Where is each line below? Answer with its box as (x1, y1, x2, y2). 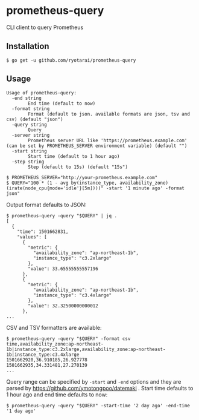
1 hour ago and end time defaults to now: (6, 391, 108, 398)
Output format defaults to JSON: (6, 201, 87, 208)
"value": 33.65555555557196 (28, 266, 98, 272)
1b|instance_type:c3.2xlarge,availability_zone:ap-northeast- (6, 346, 166, 352)
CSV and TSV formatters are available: (6, 324, 102, 331)
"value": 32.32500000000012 (28, 303, 98, 309)
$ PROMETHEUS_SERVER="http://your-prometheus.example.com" (6, 174, 158, 180)
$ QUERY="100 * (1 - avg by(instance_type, (6, 180, 118, 186)
